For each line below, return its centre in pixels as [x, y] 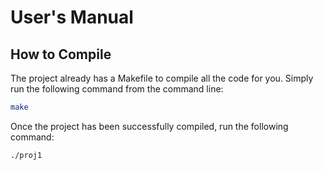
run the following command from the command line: [117, 89]
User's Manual [72, 17]
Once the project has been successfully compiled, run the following [149, 126]
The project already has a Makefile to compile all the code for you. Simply [162, 78]
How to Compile [61, 54]
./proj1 [26, 155]
